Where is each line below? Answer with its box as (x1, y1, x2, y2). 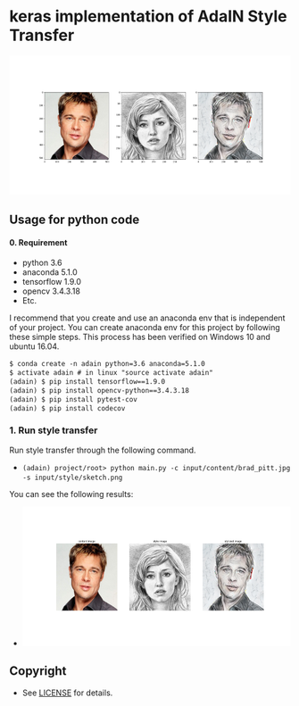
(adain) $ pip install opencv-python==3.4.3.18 (9, 386, 190, 395)
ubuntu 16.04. (9, 341, 60, 352)
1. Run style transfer (9, 424, 98, 436)
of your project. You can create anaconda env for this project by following (9, 321, 281, 332)
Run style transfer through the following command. (9, 444, 196, 455)
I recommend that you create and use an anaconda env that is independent (9, 312, 286, 323)
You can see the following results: (9, 488, 134, 499)
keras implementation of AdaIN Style (9, 6, 287, 27)
